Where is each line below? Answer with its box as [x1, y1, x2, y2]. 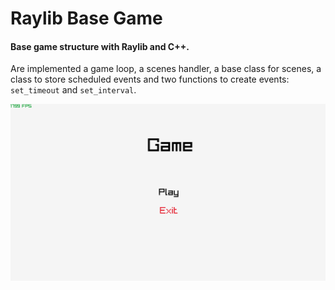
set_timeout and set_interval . [10, 84, 137, 96]
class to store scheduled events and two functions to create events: [10, 73, 290, 86]
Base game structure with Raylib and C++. [10, 40, 190, 52]
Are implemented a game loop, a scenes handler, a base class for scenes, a [10, 63, 322, 75]
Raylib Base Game [10, 7, 163, 30]
